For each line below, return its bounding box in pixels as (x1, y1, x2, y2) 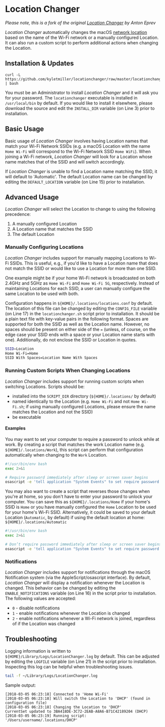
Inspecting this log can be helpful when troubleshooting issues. (5, 663, 134, 669)
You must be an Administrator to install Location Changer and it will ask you (5, 90, 159, 96)
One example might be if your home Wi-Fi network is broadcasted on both (5, 275, 156, 281)
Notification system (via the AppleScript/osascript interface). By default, (5, 575, 151, 581)
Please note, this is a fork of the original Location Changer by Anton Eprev (5, 20, 156, 26)
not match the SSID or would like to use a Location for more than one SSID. (5, 265, 157, 271)
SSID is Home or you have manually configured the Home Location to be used (5, 504, 156, 510)
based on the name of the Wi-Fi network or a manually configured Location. (5, 34, 159, 40)
